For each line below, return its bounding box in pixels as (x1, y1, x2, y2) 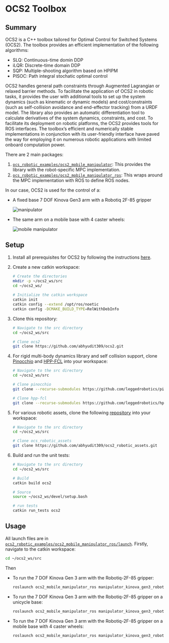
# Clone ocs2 (12, 339, 40, 344)
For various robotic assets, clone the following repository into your (12, 410, 151, 416)
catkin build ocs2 (12, 480, 51, 486)
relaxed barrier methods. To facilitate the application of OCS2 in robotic (5, 88, 154, 94)
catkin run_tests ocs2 (12, 508, 61, 513)
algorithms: (5, 47, 29, 53)
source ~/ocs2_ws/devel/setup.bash (12, 494, 88, 499)
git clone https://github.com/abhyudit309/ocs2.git (12, 344, 124, 349)
